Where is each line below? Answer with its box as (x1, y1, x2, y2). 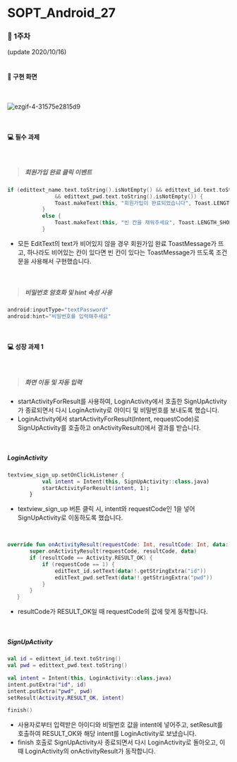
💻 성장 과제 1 (7, 343, 44, 351)
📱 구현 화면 (7, 73, 37, 81)
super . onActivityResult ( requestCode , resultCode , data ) (29, 548, 197, 555)
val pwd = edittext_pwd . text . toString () (7, 662, 128, 669)
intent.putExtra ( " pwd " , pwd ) (7, 687, 93, 695)
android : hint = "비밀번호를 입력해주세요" (7, 312, 111, 320)
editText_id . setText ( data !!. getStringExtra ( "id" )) (54, 567, 207, 574)
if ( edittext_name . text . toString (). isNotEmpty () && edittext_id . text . (7, 186, 219, 193)
